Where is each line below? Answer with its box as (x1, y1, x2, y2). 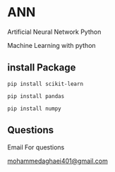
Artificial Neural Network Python (7, 27, 102, 36)
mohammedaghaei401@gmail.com (7, 156, 108, 165)
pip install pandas (7, 92, 65, 99)
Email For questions (7, 142, 65, 152)
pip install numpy (7, 105, 61, 112)
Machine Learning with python (7, 41, 97, 49)
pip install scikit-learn (7, 80, 83, 87)
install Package (7, 61, 76, 74)
